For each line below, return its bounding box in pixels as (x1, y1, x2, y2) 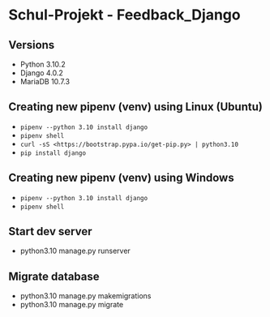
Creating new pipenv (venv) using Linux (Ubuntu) (8, 100, 264, 114)
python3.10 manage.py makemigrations (19, 291, 152, 301)
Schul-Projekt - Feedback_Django (8, 6, 241, 24)
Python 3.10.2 (19, 59, 66, 69)
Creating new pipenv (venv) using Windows (8, 171, 234, 185)
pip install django (19, 148, 87, 157)
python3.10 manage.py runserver (19, 246, 131, 256)
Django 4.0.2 (19, 68, 63, 78)
